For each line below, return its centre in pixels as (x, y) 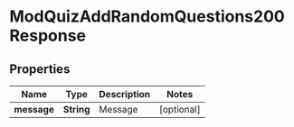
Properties (40, 69)
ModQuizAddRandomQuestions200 (147, 17)
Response (48, 36)
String (76, 109)
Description (125, 94)
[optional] (180, 109)
